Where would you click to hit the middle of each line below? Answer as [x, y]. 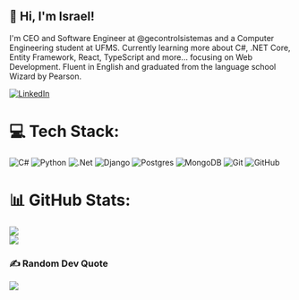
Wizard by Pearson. [46, 76]
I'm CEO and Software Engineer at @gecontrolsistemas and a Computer [142, 38]
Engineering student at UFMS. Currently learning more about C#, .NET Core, [150, 47]
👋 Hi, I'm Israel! [52, 17]
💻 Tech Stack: [64, 132]
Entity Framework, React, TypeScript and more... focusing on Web [131, 57]
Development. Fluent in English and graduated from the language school [143, 66]
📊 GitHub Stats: [70, 200]
